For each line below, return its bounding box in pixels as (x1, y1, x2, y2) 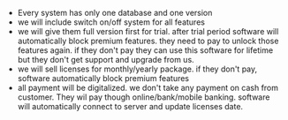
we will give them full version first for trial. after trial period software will (17, 26, 279, 36)
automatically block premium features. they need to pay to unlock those (17, 35, 279, 46)
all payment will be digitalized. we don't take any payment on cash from (17, 83, 279, 93)
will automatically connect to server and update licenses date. (17, 101, 244, 111)
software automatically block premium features (17, 73, 190, 83)
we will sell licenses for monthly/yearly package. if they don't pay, (17, 64, 258, 74)
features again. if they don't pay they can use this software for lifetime (17, 45, 274, 56)
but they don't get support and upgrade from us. (17, 55, 194, 64)
